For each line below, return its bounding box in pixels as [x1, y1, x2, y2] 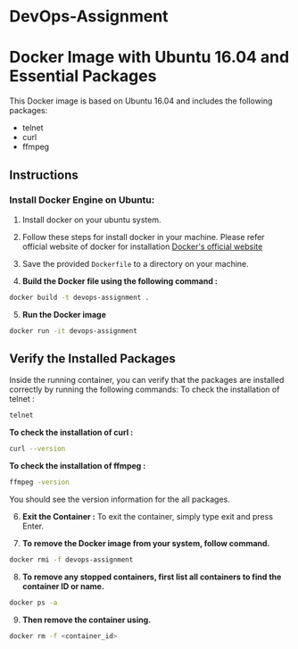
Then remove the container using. [21, 614, 152, 625]
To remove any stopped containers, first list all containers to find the [21, 571, 282, 582]
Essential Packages [9, 66, 157, 87]
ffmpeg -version [9, 478, 70, 487]
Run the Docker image [21, 309, 107, 320]
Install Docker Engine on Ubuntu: [9, 194, 155, 206]
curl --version [9, 445, 66, 453]
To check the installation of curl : [9, 427, 134, 438]
